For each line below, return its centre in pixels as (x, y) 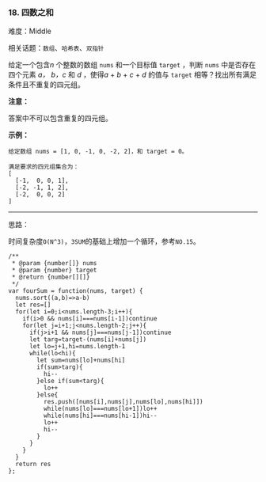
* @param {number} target (54, 271)
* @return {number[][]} (51, 277)
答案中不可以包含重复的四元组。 (60, 118)
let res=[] (33, 305)
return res (33, 465)
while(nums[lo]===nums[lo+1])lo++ (100, 409)
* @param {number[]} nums (54, 264)
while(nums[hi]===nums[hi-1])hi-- (100, 416)
